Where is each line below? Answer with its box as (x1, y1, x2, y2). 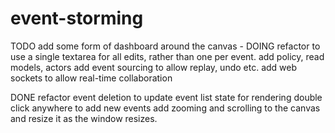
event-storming (10, 7, 144, 30)
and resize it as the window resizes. (10, 112, 158, 124)
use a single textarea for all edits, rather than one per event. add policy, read (10, 50, 325, 62)
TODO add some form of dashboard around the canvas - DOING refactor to (10, 40, 321, 52)
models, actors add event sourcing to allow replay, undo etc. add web (10, 61, 298, 73)
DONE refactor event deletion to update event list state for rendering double (10, 91, 323, 103)
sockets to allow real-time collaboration (10, 72, 173, 84)
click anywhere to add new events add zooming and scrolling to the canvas (10, 102, 321, 114)
